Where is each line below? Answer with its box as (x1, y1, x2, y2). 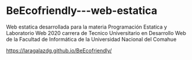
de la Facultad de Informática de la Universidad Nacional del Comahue (6, 36, 177, 43)
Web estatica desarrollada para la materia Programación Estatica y (6, 23, 167, 30)
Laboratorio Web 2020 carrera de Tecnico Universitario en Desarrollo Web (6, 29, 187, 36)
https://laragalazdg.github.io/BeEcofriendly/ (6, 47, 112, 54)
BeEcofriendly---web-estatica (6, 4, 157, 17)
